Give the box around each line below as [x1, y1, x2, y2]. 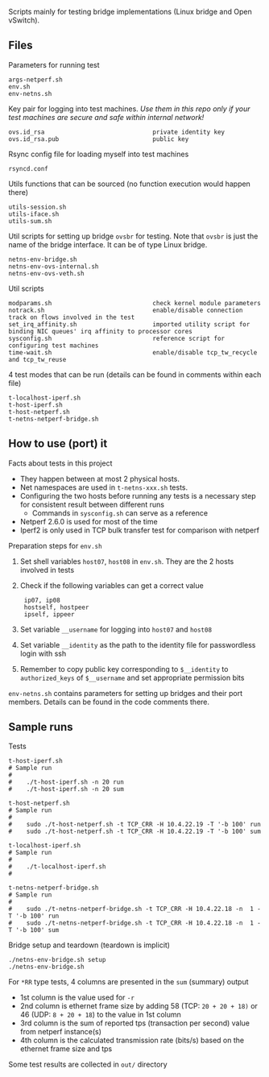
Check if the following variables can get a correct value [19, 580, 204, 590]
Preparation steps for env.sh [8, 541, 102, 550]
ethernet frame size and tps [19, 1044, 113, 1054]
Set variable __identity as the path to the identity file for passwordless [19, 640, 256, 649]
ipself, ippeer [23, 610, 75, 619]
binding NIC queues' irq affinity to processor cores [8, 327, 193, 335]
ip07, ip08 [23, 596, 60, 604]
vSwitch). [8, 15, 40, 25]
